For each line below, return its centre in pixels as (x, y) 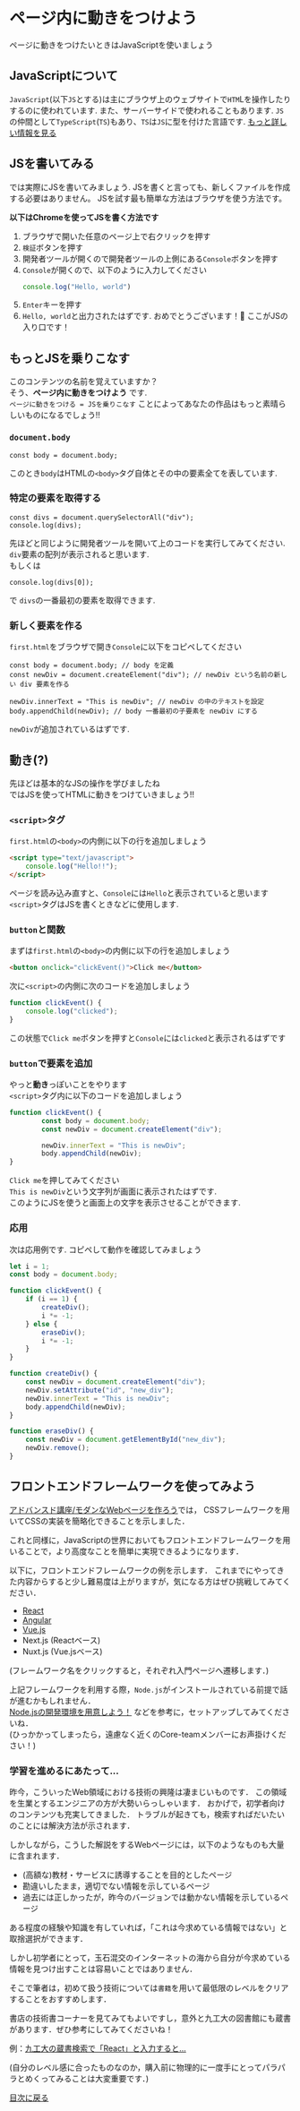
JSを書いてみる (52, 163)
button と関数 (37, 930)
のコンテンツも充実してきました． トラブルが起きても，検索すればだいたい (147, 1814)
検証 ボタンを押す (52, 247)
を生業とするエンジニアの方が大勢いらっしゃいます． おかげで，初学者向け (147, 1803)
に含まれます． (37, 1856)
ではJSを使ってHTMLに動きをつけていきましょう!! (102, 794)
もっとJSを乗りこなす (70, 358)
